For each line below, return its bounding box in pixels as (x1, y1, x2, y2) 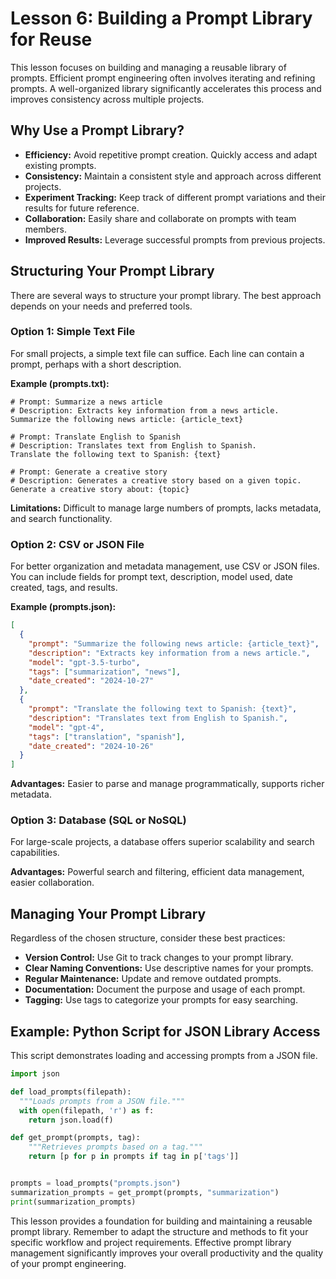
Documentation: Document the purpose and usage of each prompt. (24, 983, 306, 996)
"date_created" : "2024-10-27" (28, 676, 155, 686)
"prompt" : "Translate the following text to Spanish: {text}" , (28, 704, 298, 714)
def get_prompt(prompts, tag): (10, 1133, 141, 1143)
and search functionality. (10, 512, 113, 524)
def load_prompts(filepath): (10, 1087, 132, 1097)
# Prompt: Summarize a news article (10, 397, 163, 407)
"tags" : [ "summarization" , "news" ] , (28, 667, 182, 677)
